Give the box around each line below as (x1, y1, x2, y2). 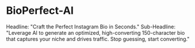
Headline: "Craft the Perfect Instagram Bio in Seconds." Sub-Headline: (6, 23, 176, 30)
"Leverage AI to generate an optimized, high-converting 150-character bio (6, 29, 185, 36)
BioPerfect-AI (6, 4, 74, 17)
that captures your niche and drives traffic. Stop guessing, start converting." (6, 35, 190, 42)
